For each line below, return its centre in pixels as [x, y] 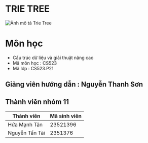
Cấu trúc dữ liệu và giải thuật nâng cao [53, 58]
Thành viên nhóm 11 [37, 102]
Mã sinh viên [66, 116]
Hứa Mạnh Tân [25, 125]
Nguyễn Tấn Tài [26, 133]
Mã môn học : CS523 [35, 63]
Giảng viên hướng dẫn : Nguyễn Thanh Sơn [74, 84]
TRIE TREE [27, 9]
